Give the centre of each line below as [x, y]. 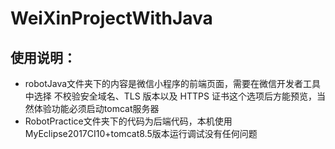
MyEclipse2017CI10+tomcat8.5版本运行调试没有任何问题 [141, 133]
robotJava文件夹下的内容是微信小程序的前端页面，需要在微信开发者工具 [173, 83]
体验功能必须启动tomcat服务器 [96, 108]
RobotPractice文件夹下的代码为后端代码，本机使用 [128, 121]
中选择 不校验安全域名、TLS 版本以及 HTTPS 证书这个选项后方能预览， [170, 96]
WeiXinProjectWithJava [111, 18]
